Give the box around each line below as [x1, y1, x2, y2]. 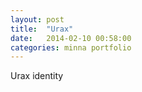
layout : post [10, 14, 65, 25]
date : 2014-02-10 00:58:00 [10, 33, 132, 43]
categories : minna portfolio [10, 42, 132, 53]
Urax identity [10, 70, 64, 82]
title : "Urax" [10, 24, 74, 34]
